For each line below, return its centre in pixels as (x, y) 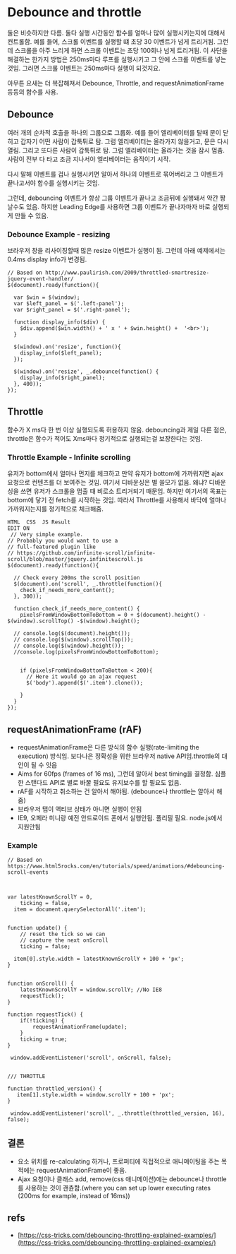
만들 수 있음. (32, 215)
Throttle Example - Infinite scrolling (69, 457)
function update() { (38, 928)
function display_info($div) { (60, 322)
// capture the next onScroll (64, 940)
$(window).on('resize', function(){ (67, 347)
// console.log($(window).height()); (69, 646)
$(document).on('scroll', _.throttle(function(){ (88, 584)
